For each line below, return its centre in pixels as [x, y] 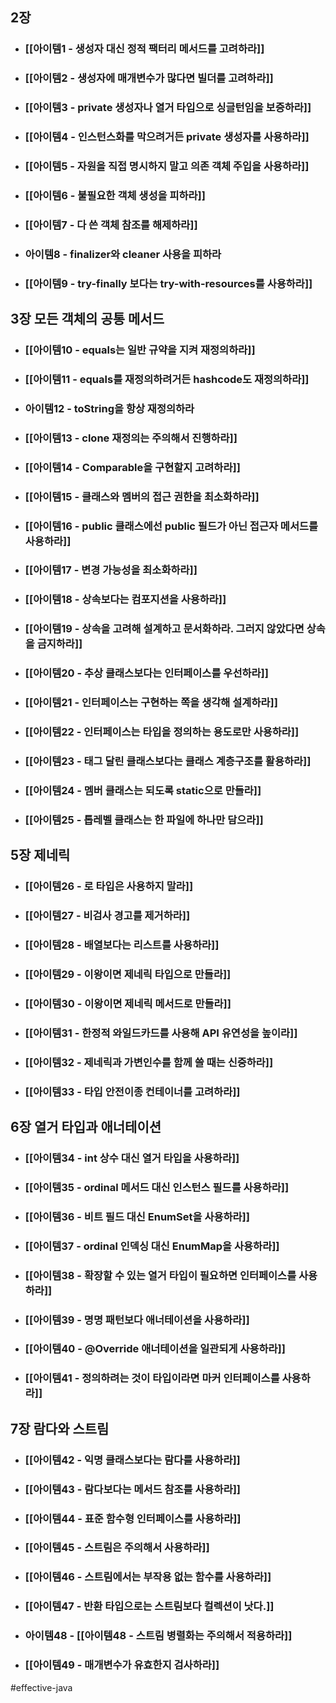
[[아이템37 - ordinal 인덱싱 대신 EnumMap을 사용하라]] [152, 1246]
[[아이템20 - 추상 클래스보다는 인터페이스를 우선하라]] [146, 673]
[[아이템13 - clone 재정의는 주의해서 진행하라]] [131, 438]
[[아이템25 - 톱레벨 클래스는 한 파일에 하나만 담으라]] [144, 820]
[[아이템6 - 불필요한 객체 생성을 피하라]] [115, 195]
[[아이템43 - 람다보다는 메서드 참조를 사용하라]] [133, 1489]
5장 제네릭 [40, 855]
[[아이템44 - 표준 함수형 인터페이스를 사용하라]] [133, 1518]
